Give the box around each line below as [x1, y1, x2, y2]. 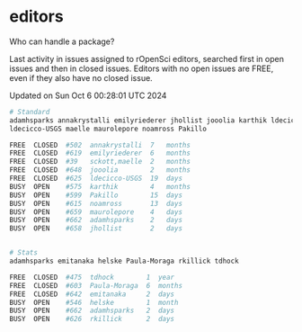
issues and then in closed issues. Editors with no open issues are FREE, [9, 63, 274, 74]
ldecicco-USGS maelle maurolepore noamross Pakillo [9, 124, 207, 133]
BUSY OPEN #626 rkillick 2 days [9, 315, 175, 324]
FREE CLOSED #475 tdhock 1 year [9, 273, 175, 282]
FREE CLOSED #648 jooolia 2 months [9, 166, 191, 175]
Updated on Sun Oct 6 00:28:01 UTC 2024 [9, 90, 167, 101]
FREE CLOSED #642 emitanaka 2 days [9, 290, 175, 299]
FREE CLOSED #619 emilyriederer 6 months [9, 148, 191, 158]
